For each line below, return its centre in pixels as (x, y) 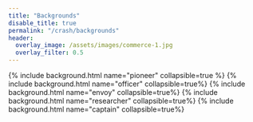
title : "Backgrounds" (44, 16)
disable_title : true (43, 23)
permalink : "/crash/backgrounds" (64, 30)
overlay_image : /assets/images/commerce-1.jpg (94, 45)
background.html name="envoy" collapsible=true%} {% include (113, 92)
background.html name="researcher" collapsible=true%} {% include (121, 101)
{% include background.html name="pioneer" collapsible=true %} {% (123, 75)
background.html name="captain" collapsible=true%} (97, 109)
